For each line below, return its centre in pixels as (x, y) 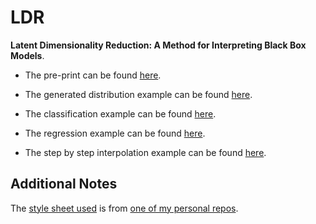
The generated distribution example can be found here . (138, 94)
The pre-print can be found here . (93, 75)
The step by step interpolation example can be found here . (145, 152)
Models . (27, 55)
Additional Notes (64, 184)
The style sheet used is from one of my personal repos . (124, 208)
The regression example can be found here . (115, 133)
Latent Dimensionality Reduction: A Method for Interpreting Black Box (158, 45)
